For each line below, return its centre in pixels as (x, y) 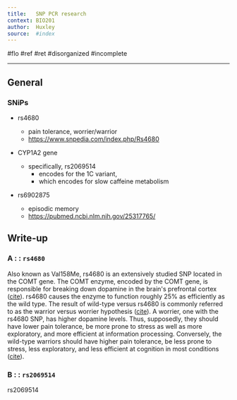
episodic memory (53, 208)
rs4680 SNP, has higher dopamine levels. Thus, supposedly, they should (113, 319)
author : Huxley (31, 27)
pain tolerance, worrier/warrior (73, 131)
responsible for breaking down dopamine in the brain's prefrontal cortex (112, 289)
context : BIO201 (31, 20)
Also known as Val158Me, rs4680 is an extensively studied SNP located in (115, 274)
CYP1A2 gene (37, 152)
